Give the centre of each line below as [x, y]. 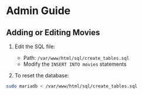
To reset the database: [42, 75]
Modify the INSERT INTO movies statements [75, 64]
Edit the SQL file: [35, 46]
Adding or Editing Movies [53, 33]
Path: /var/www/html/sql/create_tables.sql [76, 58]
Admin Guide [38, 11]
